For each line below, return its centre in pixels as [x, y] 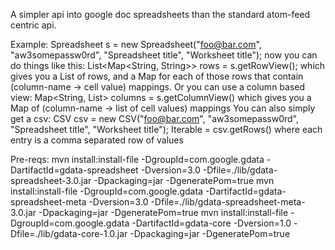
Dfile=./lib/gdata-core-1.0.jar [69, 233]
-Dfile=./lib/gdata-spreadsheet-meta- [228, 202]
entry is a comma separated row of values [97, 140]
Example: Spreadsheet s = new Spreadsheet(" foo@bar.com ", [136, 44]
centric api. [33, 25]
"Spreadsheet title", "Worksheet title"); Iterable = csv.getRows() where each [166, 129]
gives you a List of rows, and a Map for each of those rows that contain [157, 76]
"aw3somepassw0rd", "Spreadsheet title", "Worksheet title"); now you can [164, 55]
